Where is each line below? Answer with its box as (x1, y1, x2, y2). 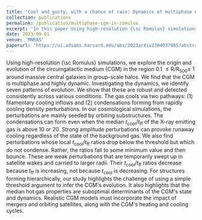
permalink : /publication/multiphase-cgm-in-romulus (6, 20, 138, 26)
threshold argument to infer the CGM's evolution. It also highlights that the (6, 181, 190, 189)
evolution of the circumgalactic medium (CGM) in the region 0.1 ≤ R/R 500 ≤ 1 (6, 65, 195, 74)
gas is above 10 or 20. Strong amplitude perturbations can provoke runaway (6, 126, 194, 133)
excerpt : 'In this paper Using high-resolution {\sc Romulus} (6, 25, 165, 32)
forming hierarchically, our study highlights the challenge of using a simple (6, 175, 191, 182)
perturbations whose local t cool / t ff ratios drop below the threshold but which (6, 139, 195, 148)
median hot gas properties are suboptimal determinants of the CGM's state (6, 187, 192, 195)
